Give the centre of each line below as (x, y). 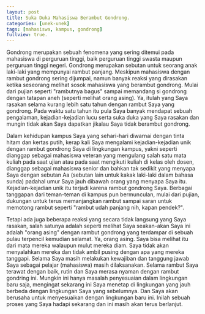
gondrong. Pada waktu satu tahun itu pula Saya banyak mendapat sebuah (99, 111)
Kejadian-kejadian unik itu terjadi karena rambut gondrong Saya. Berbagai (99, 188)
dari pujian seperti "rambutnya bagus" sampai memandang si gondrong (97, 91)
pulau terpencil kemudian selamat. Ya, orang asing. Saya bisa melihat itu (97, 239)
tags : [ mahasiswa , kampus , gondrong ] (54, 29)
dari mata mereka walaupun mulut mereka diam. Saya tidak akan (88, 245)
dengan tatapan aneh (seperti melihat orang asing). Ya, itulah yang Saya (97, 98)
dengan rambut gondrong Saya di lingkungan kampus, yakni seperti (92, 149)
